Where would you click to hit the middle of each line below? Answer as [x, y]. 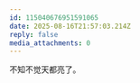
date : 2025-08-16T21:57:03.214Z [70, 26]
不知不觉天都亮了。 [45, 69]
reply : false [34, 34]
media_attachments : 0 [50, 43]
